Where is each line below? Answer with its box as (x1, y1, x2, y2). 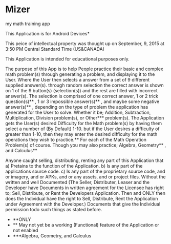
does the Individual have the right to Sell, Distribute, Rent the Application (5, 195, 158, 201)
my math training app (5, 21, 50, 27)
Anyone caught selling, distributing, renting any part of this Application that (5, 157, 164, 164)
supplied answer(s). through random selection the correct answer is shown (5, 82, 164, 88)
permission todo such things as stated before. (5, 206, 102, 212)
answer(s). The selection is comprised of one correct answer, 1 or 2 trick (5, 93, 159, 99)
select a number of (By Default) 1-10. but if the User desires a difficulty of (5, 126, 160, 132)
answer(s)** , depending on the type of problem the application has (5, 104, 148, 110)
